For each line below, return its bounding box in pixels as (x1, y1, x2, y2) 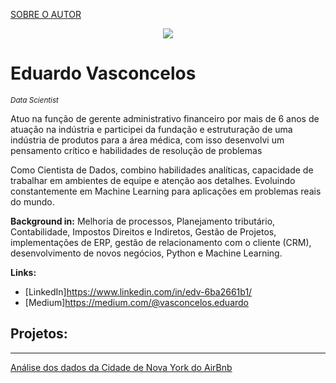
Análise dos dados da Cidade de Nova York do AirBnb (10, 361, 233, 373)
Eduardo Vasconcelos (10, 62, 197, 85)
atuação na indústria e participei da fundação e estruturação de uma (10, 123, 293, 135)
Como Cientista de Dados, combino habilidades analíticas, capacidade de (10, 164, 314, 176)
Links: (10, 266, 37, 278)
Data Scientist (10, 95, 59, 105)
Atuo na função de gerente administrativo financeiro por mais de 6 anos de (10, 112, 320, 124)
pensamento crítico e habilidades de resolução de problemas (10, 144, 263, 156)
